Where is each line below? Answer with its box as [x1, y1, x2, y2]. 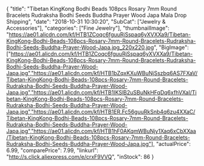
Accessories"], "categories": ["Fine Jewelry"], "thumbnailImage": [6, 24, 170, 32]
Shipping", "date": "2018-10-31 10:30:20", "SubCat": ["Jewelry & [6, 18, 166, 25]
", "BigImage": [154, 44, 189, 51]
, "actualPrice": [152, 141, 191, 147]
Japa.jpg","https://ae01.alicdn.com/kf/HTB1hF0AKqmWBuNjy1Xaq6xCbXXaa [6, 127, 196, 134]
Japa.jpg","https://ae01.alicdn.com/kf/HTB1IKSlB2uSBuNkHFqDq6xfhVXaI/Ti [6, 89, 197, 96]
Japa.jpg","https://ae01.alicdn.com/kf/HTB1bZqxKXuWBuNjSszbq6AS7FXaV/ [6, 70, 198, 76]
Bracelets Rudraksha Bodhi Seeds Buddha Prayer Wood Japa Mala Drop [6, 12, 187, 19]
